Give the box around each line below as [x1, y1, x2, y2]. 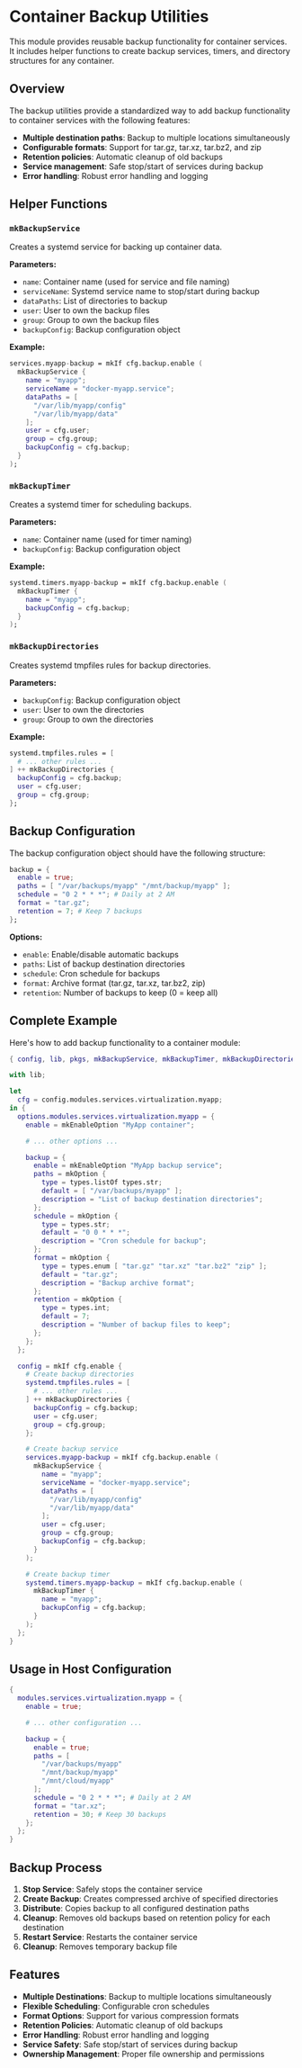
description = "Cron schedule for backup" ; [41, 1236, 207, 1245]
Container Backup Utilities [9, 6, 209, 27]
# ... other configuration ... [25, 1718, 143, 1727]
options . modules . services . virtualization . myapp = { [17, 1111, 216, 1121]
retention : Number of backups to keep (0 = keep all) [22, 987, 218, 998]
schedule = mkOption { [32, 1211, 119, 1220]
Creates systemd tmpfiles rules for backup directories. [9, 660, 211, 670]
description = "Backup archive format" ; [41, 1278, 195, 1288]
